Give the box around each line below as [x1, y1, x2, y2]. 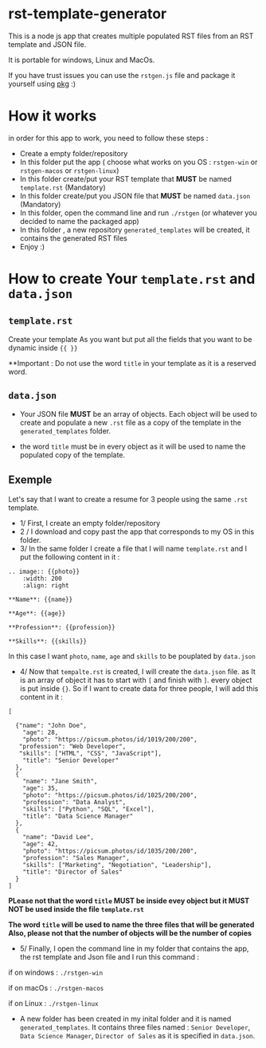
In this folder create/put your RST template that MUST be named [19, 174, 233, 183]
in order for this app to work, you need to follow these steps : [8, 133, 209, 143]
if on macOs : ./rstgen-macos [8, 983, 104, 992]
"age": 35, [22, 784, 59, 792]
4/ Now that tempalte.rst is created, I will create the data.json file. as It [19, 666, 256, 676]
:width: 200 [22, 575, 62, 583]
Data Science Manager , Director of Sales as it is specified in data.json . [19, 1030, 256, 1040]
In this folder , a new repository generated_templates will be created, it [19, 225, 250, 234]
